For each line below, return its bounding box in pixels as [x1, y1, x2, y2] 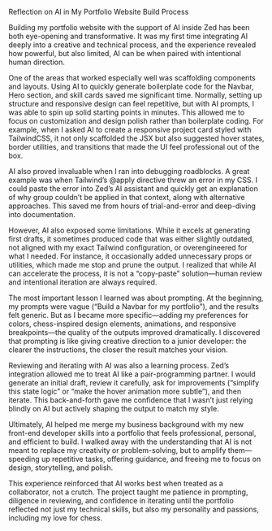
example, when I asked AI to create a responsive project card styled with [8, 125, 252, 134]
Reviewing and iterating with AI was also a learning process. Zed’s [8, 361, 230, 370]
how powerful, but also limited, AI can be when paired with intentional [8, 49, 242, 58]
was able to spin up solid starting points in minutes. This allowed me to [8, 107, 245, 117]
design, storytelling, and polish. [8, 463, 114, 472]
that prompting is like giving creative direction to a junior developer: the [8, 337, 247, 346]
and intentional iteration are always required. [8, 277, 158, 287]
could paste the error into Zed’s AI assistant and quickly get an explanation [8, 184, 258, 194]
